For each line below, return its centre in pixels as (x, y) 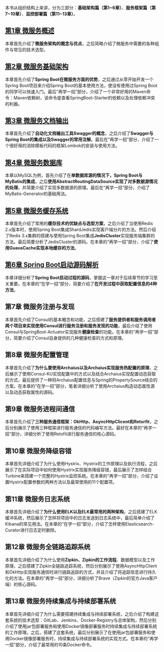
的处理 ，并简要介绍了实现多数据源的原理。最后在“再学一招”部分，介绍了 (78, 188)
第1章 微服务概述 (30, 31)
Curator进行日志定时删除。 (32, 530)
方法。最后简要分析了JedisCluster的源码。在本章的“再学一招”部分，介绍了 (79, 242)
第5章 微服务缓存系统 (37, 211)
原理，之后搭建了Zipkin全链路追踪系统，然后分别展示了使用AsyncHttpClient (81, 566)
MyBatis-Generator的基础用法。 (37, 194)
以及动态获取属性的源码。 (31, 392)
